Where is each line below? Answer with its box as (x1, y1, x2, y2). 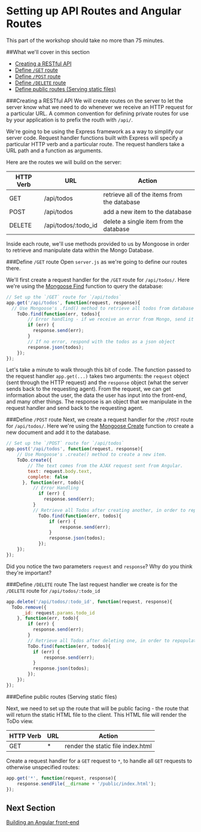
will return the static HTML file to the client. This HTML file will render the (6, 711, 187, 718)
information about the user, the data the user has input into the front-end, (6, 391, 187, 399)
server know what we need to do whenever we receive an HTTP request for (6, 103, 193, 110)
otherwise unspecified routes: (6, 763, 80, 771)
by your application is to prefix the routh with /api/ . (6, 116, 133, 123)
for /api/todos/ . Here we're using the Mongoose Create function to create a (6, 423, 194, 430)
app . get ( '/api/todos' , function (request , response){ (6, 300, 141, 306)
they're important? (6, 569, 52, 576)
